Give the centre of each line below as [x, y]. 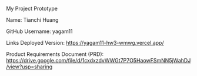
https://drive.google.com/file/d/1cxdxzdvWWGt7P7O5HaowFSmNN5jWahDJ [98, 60]
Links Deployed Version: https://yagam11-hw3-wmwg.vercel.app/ [85, 43]
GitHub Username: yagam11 [39, 31]
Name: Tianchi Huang [32, 20]
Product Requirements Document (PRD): [55, 54]
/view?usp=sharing [29, 67]
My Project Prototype [32, 9]
